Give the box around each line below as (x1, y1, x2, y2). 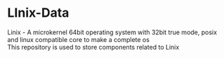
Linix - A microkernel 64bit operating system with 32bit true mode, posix (7, 28, 218, 36)
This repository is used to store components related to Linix (7, 43, 180, 51)
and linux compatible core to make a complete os (7, 35, 150, 43)
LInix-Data (7, 5, 70, 21)
